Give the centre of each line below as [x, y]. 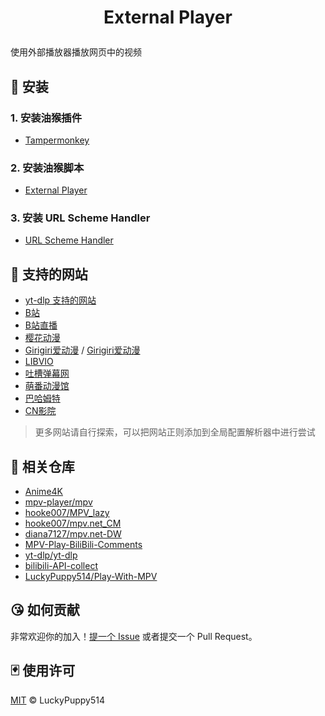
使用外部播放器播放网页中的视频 [76, 52]
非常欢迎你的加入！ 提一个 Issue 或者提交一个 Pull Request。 [134, 636]
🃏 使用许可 [43, 671]
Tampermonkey [57, 140]
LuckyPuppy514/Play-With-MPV [91, 577]
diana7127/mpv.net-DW [73, 534]
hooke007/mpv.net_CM [73, 523]
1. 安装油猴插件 [46, 118]
